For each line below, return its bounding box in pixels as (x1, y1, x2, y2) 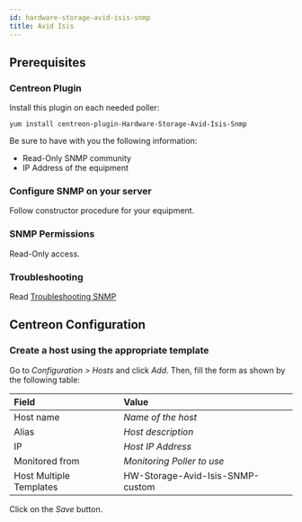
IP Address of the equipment (22, 163, 129, 174)
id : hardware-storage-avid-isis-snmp (9, 13, 151, 22)
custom (123, 481, 155, 493)
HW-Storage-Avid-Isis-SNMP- (123, 469, 260, 481)
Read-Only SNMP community (22, 153, 132, 164)
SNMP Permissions (9, 228, 95, 240)
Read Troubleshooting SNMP (9, 292, 117, 302)
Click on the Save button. (9, 503, 103, 514)
